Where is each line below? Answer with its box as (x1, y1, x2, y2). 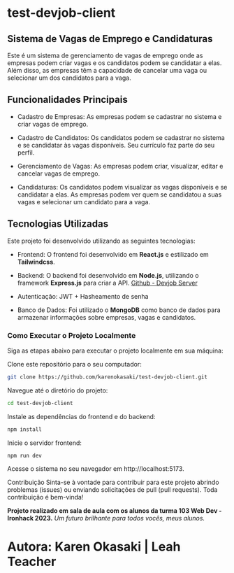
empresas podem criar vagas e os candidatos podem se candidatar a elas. (7, 59, 222, 67)
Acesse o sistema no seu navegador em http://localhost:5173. (7, 465, 184, 473)
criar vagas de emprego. (17, 120, 89, 128)
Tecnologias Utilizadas (7, 218, 109, 230)
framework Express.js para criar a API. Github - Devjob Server (17, 278, 198, 287)
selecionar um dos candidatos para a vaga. (7, 73, 131, 82)
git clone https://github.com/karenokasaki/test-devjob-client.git (7, 373, 208, 381)
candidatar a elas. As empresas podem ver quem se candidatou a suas (17, 190, 222, 199)
